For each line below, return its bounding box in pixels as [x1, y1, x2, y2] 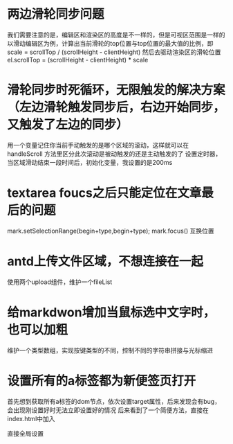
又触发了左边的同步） [7, 117, 129, 132]
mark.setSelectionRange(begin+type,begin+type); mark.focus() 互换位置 [7, 227, 214, 235]
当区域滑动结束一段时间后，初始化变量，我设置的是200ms [7, 158, 173, 166]
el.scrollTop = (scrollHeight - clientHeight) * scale [7, 55, 149, 64]
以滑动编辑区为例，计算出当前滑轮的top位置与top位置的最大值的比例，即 [7, 39, 214, 47]
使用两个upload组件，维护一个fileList [7, 278, 113, 286]
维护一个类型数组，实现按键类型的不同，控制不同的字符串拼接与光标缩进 [7, 346, 213, 354]
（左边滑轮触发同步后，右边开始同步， [7, 100, 226, 115]
